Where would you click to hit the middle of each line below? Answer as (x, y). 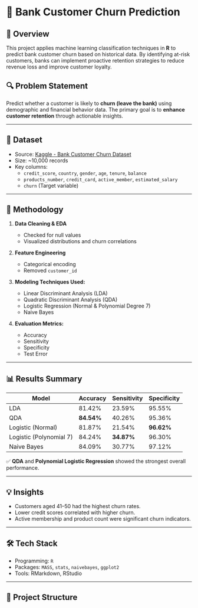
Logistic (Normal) (33, 427)
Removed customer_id (50, 270)
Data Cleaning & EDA (41, 224)
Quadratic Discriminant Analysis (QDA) (70, 300)
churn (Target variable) (51, 185)
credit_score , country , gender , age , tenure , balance (85, 173)
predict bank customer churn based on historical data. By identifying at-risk (98, 54)
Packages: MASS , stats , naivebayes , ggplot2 (67, 567)
